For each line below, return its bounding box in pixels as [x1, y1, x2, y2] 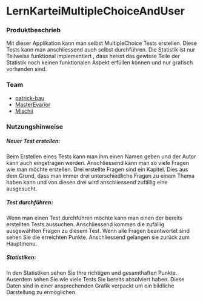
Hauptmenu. [6, 240, 38, 247]
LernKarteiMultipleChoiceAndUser [6, 4, 185, 18]
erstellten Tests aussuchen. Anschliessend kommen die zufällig [6, 220, 165, 228]
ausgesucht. [6, 185, 38, 192]
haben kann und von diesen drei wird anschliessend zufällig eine [6, 178, 168, 186]
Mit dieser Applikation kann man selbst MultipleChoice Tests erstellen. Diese [6, 39, 198, 47]
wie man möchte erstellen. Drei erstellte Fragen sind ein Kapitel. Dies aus [6, 166, 188, 173]
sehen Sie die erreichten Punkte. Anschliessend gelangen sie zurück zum [6, 233, 190, 241]
